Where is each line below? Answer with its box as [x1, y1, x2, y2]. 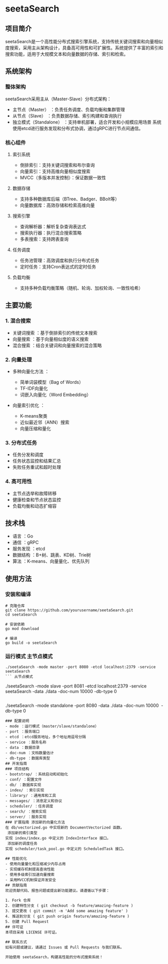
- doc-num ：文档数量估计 [5, 751, 54, 756]
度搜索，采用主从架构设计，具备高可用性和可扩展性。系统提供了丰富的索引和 [5, 45, 163, 51]
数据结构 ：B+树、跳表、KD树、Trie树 [12, 552, 91, 558]
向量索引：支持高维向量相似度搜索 [20, 168, 91, 174]
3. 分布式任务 [5, 439, 37, 446]
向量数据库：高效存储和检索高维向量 [20, 202, 95, 208]
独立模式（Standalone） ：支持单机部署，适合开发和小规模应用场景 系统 [12, 119, 162, 125]
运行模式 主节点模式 [5, 653, 53, 660]
